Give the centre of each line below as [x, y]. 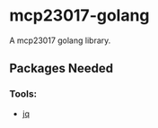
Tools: [23, 94]
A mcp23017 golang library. [60, 40]
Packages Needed [61, 68]
